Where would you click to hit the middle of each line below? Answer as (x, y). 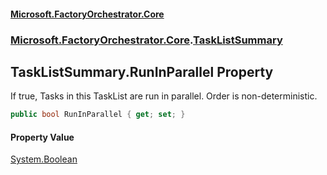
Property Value (42, 137)
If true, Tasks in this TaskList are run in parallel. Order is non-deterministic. (164, 96)
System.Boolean (44, 159)
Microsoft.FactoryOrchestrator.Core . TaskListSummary (146, 40)
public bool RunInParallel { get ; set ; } (98, 115)
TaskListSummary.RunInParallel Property (142, 71)
